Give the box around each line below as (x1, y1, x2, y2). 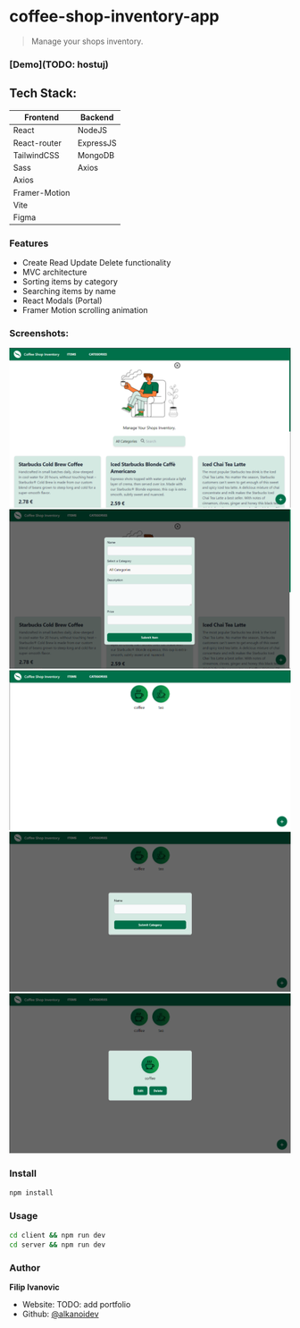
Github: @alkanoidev (21, 1308, 100, 1320)
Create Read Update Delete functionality (21, 257, 171, 267)
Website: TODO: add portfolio (21, 1299, 131, 1310)
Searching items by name (21, 285, 116, 296)
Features (9, 237, 49, 250)
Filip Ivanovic (9, 1281, 60, 1293)
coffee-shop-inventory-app (9, 6, 220, 27)
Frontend (23, 112, 60, 123)
